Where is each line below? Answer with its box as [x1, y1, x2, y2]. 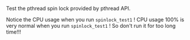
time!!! [6, 28, 22, 35]
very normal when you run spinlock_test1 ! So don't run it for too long [6, 23, 176, 29]
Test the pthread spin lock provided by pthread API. [6, 5, 131, 12]
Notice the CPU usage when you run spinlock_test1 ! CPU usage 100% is [6, 16, 185, 23]
